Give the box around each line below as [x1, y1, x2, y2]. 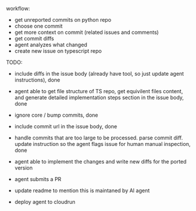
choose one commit [14, 23, 63, 29]
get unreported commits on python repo [14, 16, 112, 23]
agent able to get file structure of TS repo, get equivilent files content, [14, 88, 183, 94]
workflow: [6, 5, 30, 12]
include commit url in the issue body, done [14, 123, 118, 130]
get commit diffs [14, 35, 54, 42]
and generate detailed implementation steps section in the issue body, [14, 94, 184, 101]
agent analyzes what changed [14, 41, 88, 48]
